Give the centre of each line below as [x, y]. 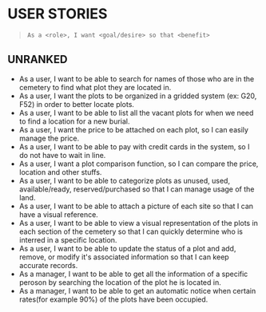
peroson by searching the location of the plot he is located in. [120, 282]
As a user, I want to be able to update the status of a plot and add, [127, 248]
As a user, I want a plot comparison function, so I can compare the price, [139, 164]
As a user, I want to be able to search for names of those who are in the [137, 79]
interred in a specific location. [68, 239]
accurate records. [48, 265]
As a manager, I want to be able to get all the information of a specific [133, 274]
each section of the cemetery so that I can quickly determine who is [131, 231]
